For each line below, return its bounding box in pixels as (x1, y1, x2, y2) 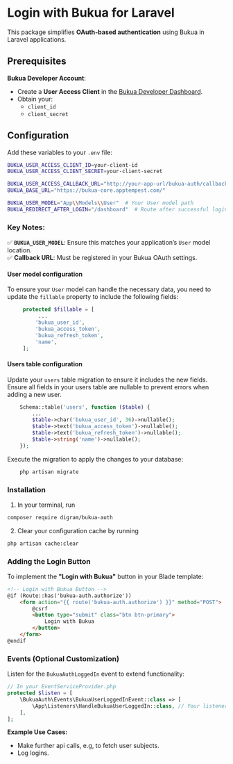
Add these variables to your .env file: (7, 148, 113, 156)
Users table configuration (7, 360, 83, 368)
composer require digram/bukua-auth (7, 514, 113, 521)
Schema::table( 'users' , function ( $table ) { (19, 403, 150, 411)
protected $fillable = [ (22, 306, 95, 314)
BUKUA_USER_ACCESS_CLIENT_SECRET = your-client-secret (7, 168, 163, 175)
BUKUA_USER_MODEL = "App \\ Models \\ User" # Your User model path (7, 200, 194, 206)
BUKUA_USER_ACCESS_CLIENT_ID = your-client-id (7, 161, 138, 168)
